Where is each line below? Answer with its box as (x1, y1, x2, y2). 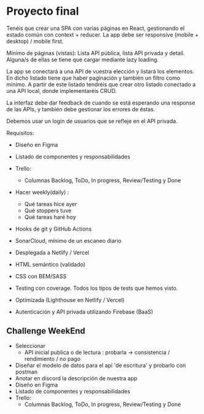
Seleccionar (15, 342, 46, 349)
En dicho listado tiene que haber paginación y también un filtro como (6, 74, 181, 81)
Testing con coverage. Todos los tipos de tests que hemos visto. (15, 284, 178, 292)
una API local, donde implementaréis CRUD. (6, 87, 117, 94)
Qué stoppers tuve (24, 207, 72, 214)
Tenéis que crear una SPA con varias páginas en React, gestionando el (6, 24, 185, 32)
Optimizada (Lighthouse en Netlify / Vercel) (15, 296, 125, 303)
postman (15, 368, 38, 375)
